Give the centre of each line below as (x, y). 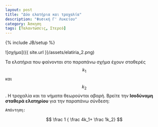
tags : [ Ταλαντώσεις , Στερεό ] (36, 28)
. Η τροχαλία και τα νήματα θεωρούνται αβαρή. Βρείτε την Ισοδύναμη (79, 95)
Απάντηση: (16, 110)
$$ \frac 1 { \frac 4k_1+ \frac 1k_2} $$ (84, 119)
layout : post (19, 10)
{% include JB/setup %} (30, 42)
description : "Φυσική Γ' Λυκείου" (41, 19)
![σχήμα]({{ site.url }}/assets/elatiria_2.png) (50, 52)
